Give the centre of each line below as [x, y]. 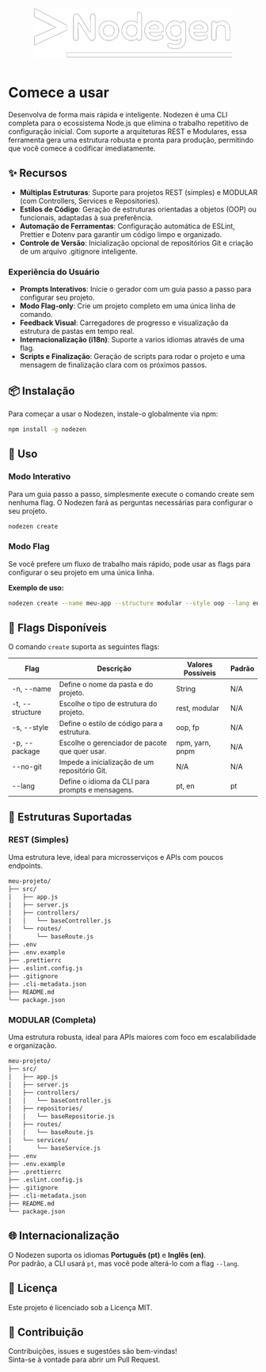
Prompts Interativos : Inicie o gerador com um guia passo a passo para [135, 289]
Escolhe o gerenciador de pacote [113, 743]
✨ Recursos [38, 173]
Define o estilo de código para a [111, 723]
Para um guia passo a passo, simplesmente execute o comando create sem [131, 494]
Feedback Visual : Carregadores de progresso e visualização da [124, 323]
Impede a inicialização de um [106, 762]
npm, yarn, [194, 743]
